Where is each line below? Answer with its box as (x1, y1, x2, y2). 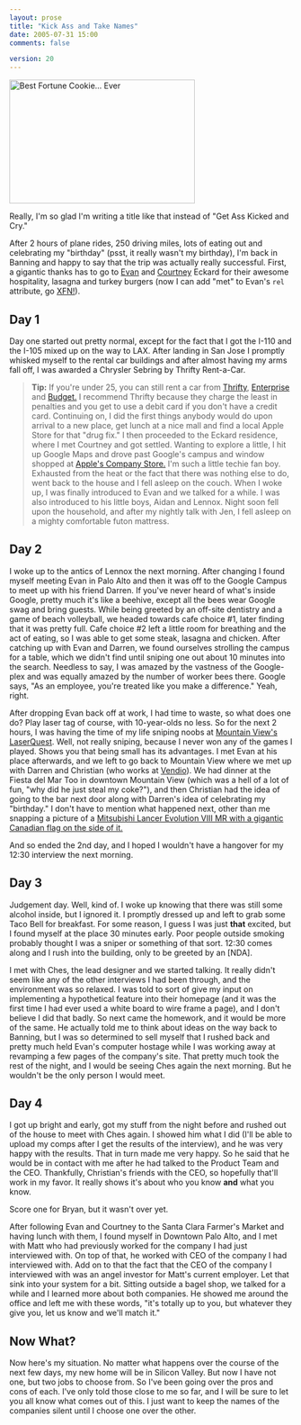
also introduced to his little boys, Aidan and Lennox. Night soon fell (31, 496, 279, 507)
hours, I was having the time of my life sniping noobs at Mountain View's (9, 726, 279, 737)
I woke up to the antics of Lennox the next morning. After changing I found (9, 565, 285, 576)
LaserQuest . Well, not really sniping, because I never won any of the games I (9, 735, 293, 747)
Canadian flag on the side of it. (9, 822, 123, 833)
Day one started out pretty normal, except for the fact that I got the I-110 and (9, 335, 292, 347)
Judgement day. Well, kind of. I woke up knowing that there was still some (9, 899, 283, 910)
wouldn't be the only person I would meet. (9, 1069, 166, 1080)
